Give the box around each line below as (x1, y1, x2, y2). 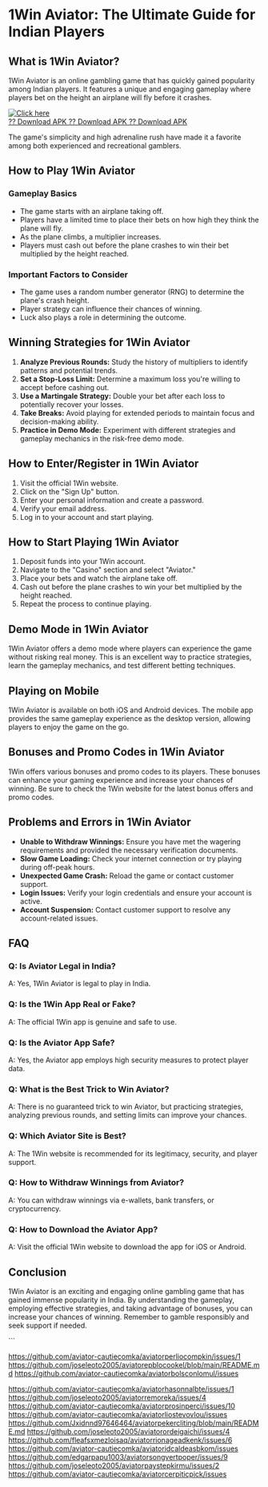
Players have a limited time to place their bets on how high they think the (19, 215, 259, 224)
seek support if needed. (8, 1320, 87, 1330)
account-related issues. (19, 913, 98, 923)
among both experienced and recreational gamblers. (8, 141, 182, 150)
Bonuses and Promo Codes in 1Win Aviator (8, 745, 225, 759)
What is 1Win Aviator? (8, 54, 120, 68)
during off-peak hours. (19, 862, 95, 872)
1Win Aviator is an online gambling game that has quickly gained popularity (8, 76, 255, 85)
